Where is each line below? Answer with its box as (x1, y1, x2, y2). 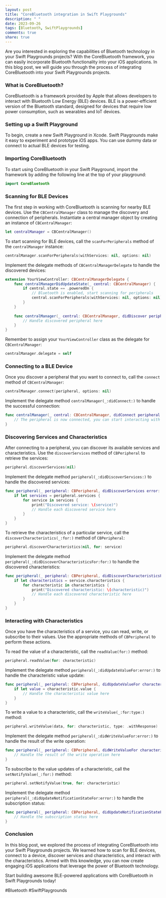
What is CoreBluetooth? (5, 82, 64, 88)
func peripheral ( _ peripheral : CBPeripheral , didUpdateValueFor (5, 682, 140, 687)
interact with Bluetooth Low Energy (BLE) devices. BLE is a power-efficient (5, 98, 157, 104)
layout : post (5, 7, 32, 12)
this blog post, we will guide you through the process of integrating (5, 64, 142, 70)
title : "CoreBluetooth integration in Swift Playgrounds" (5, 12, 127, 17)
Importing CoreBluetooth (5, 155, 67, 162)
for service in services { (23, 498, 79, 503)
